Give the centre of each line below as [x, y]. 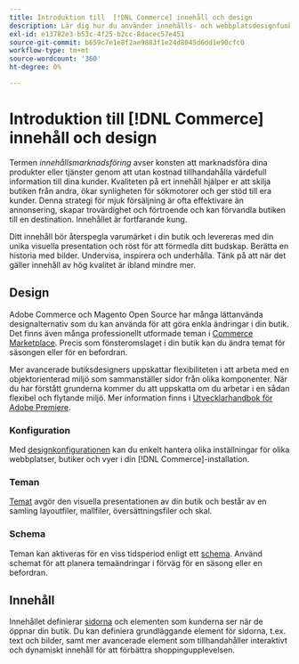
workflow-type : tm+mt [49, 51]
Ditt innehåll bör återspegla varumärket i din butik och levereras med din [141, 236]
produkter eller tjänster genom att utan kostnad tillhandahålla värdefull [138, 172]
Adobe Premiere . [40, 407]
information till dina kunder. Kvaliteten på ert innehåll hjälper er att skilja [140, 181]
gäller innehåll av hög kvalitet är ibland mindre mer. [103, 264]
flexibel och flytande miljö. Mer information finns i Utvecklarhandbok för [141, 398]
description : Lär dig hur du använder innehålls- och [111, 26]
